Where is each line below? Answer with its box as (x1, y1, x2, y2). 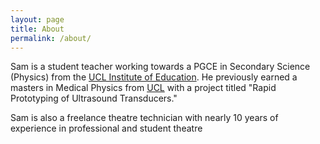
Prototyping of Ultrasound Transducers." (10, 92, 178, 105)
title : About (10, 24, 65, 34)
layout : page (10, 14, 65, 25)
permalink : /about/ (10, 33, 92, 43)
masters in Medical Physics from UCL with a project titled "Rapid (10, 82, 277, 94)
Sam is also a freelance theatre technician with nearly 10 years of (10, 112, 279, 124)
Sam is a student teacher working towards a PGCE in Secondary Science (10, 61, 311, 73)
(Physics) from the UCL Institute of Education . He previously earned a (10, 71, 298, 83)
